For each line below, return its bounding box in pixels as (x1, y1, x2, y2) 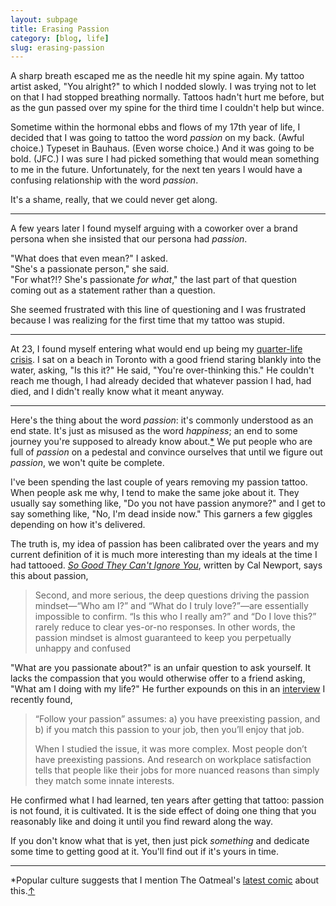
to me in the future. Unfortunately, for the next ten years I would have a (10, 164, 303, 176)
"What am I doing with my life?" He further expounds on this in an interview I (10, 683, 326, 695)
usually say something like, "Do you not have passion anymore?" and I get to (10, 497, 326, 510)
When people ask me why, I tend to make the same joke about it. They (10, 487, 300, 499)
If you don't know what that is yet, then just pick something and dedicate (10, 835, 310, 847)
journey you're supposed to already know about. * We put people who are (10, 436, 313, 448)
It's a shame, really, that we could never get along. (10, 194, 218, 206)
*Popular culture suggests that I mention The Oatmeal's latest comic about (10, 874, 320, 886)
